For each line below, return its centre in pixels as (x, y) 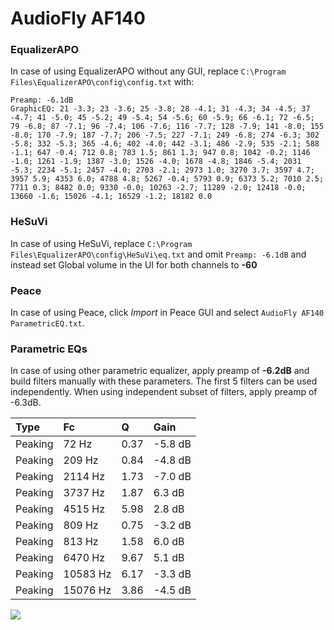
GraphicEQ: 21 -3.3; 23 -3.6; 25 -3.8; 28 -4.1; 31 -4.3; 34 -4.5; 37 (160, 109)
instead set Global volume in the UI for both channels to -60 (134, 264)
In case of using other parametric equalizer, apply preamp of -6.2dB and (160, 371)
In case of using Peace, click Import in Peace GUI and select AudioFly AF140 (167, 313)
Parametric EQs (49, 349)
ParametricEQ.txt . (47, 323)
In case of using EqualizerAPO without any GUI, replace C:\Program (148, 71)
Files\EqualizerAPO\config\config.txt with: (102, 82)
